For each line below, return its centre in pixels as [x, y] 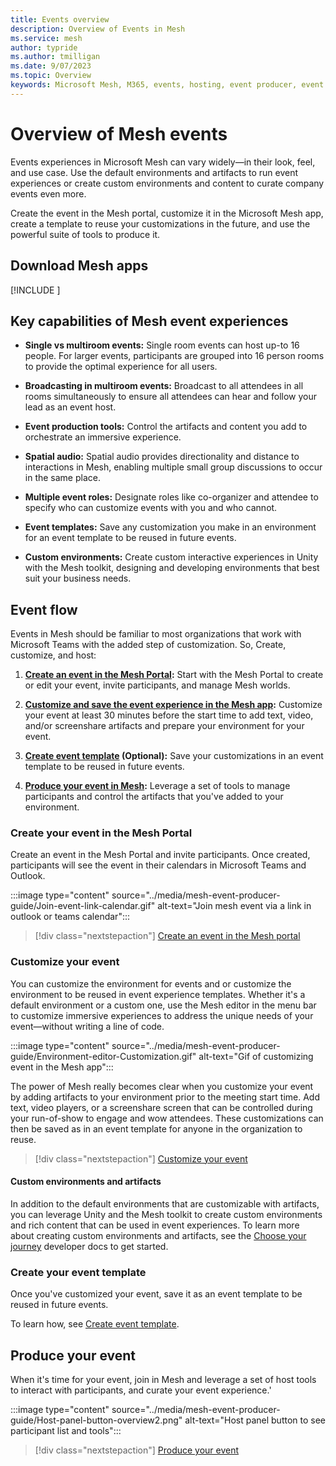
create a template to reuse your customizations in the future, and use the [160, 223]
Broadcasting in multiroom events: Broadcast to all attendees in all [164, 386]
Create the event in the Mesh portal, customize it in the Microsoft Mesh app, [167, 213]
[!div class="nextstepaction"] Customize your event [141, 1158]
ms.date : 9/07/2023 [51, 66]
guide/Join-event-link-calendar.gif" [83, 906]
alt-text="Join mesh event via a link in [234, 906]
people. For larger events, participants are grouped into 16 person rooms [174, 356]
